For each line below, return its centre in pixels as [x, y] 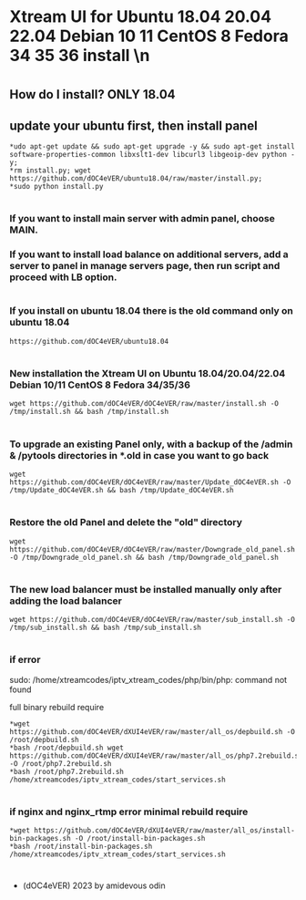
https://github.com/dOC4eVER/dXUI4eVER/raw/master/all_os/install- [164, 831]
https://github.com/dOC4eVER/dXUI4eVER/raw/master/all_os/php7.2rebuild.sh [156, 755]
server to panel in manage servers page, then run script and [145, 266]
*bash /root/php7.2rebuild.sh [67, 771]
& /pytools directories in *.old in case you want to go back [139, 455]
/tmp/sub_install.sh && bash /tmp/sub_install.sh [106, 628]
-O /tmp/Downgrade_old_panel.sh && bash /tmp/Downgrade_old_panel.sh [144, 557]
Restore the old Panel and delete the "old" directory [126, 522]
